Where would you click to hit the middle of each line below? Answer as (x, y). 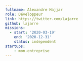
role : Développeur (24, 14)
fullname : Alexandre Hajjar (34, 10)
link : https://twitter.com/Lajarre (42, 19)
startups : (15, 46)
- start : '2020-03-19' (33, 32)
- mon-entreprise (32, 51)
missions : (15, 28)
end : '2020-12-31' (33, 37)
